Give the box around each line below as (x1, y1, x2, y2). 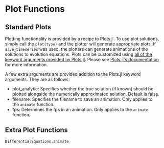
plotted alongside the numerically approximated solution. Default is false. (12, 91, 160, 97)
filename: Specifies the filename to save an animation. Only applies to (12, 96, 153, 102)
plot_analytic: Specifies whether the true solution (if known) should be (12, 86, 154, 91)
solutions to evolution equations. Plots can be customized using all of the (5, 51, 152, 57)
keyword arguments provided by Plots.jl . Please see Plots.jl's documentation (5, 57, 159, 62)
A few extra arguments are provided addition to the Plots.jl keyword (5, 71, 141, 77)
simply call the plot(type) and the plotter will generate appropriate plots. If (5, 41, 156, 47)
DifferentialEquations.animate (5, 139, 69, 144)
